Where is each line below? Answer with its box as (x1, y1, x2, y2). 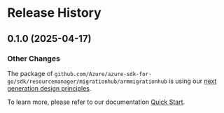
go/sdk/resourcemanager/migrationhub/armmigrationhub (7, 78, 168, 85)
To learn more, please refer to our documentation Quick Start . (7, 98, 185, 106)
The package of (7, 69, 53, 77)
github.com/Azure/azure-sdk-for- (54, 70, 152, 77)
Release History (7, 5, 101, 21)
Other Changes (7, 54, 61, 63)
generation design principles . (7, 84, 92, 92)
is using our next (169, 77, 217, 85)
